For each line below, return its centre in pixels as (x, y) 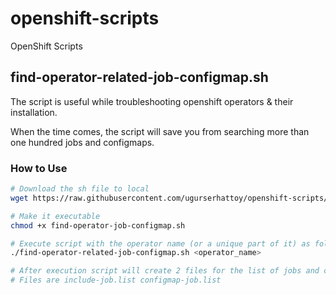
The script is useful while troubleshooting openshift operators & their (152, 101)
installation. (34, 112)
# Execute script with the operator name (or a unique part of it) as (160, 243)
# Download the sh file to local (80, 189)
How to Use (39, 168)
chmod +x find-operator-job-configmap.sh (98, 225)
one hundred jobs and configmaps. (82, 142)
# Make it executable (55, 216)
